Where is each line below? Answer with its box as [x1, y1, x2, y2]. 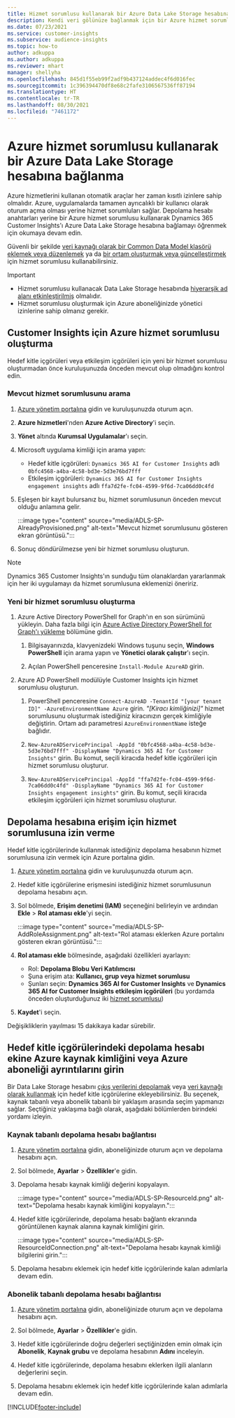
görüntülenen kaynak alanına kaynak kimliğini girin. [17, 1222, 165, 1231]
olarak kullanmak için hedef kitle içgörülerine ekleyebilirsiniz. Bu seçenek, [7, 1090, 220, 1098]
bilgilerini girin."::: [17, 1251, 68, 1260]
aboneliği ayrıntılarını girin [7, 1064, 124, 1076]
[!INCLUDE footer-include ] [7, 1403, 82, 1412]
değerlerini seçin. [17, 1368, 68, 1377]
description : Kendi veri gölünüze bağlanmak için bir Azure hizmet [7, 17, 208, 24]
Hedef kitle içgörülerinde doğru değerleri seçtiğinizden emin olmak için [17, 1340, 222, 1349]
